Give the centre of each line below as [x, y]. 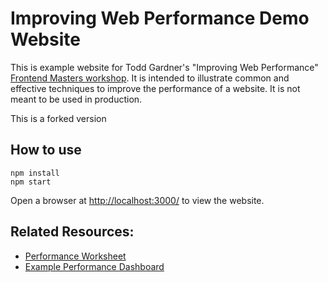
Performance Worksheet [75, 256]
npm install [35, 173]
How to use [46, 150]
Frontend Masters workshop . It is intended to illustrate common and [150, 78]
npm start [31, 182]
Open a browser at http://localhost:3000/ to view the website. [137, 200]
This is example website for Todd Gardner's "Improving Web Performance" [164, 67]
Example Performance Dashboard [94, 266]
